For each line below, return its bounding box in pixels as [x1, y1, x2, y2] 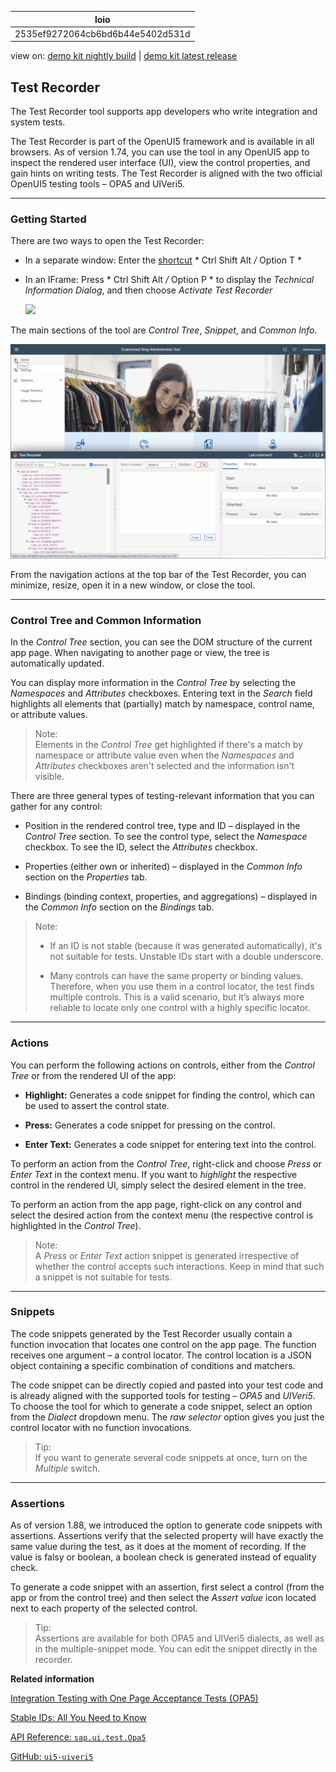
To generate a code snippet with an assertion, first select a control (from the [10, 1581, 325, 1593]
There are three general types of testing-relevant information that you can [10, 790, 315, 802]
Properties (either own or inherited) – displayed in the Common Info [24, 861, 303, 873]
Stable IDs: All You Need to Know [10, 1712, 147, 1724]
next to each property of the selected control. [10, 1602, 198, 1615]
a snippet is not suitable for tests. [34, 1271, 173, 1283]
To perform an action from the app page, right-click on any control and [10, 1198, 302, 1210]
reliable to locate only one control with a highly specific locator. [49, 1002, 311, 1014]
